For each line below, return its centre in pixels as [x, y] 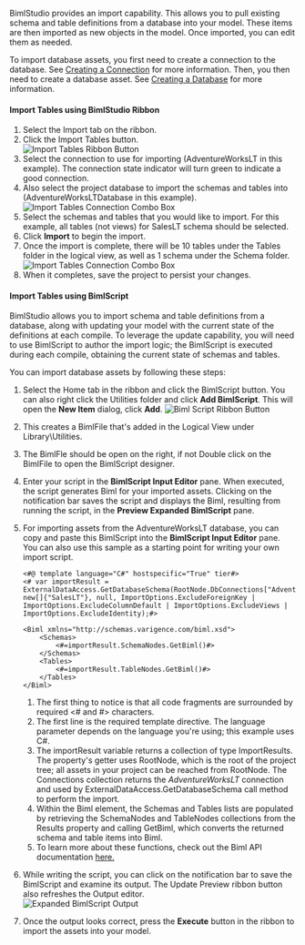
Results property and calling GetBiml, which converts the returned [160, 828]
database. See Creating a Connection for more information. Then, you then [150, 69]
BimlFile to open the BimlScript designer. [99, 464]
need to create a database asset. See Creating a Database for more [136, 79]
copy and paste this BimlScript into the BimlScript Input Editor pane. [151, 538]
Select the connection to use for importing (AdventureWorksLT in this [152, 159]
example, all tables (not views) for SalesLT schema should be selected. [156, 227]
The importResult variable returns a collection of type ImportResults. [164, 751]
